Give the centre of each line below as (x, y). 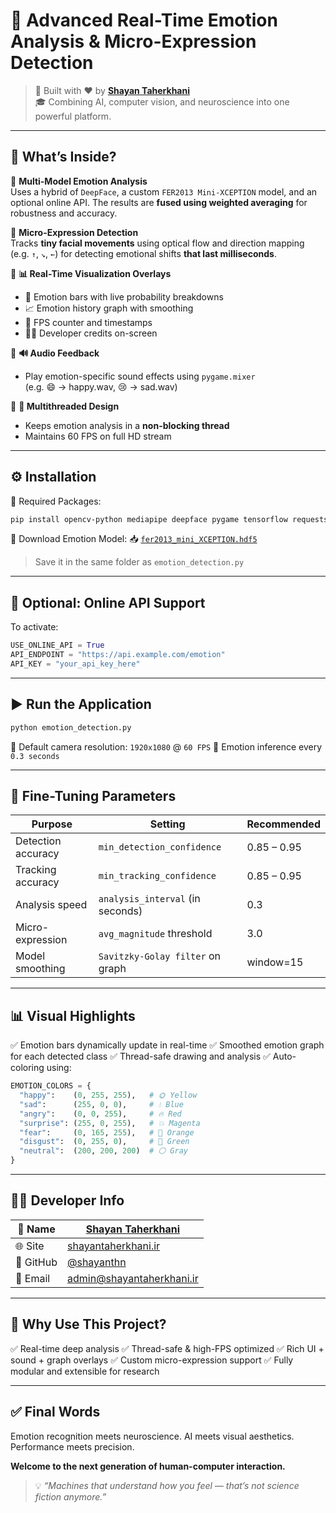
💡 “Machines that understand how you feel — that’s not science (167, 1485)
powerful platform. (73, 116)
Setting (167, 824)
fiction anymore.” (70, 1496)
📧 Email (33, 1278)
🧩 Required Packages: (56, 501)
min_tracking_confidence (157, 876)
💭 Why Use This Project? (88, 1324)
